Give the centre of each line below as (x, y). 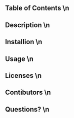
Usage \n (19, 59)
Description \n (28, 25)
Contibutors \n (28, 92)
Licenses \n (23, 76)
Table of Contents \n (37, 8)
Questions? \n (27, 109)
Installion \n (24, 42)
